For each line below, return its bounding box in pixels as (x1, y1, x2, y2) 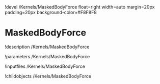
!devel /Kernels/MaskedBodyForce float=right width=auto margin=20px (5, 4, 155, 10)
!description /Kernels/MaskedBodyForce (5, 44, 90, 50)
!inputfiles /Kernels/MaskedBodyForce (5, 63, 85, 69)
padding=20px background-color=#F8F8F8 (5, 9, 97, 15)
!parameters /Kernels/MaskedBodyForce (5, 53, 90, 59)
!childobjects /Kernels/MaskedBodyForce (5, 73, 92, 79)
